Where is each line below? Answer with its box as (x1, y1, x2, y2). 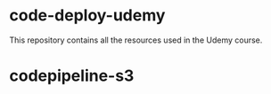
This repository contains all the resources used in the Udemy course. (9, 35, 263, 45)
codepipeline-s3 (9, 66, 135, 86)
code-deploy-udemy (9, 5, 166, 26)
